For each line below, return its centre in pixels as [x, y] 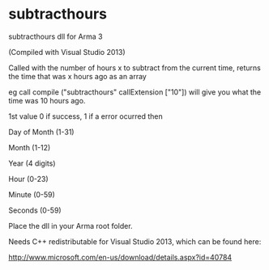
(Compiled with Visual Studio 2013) [67, 52]
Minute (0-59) [32, 194]
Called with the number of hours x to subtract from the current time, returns [134, 67]
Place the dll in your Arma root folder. [70, 226]
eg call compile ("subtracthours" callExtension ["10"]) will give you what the [135, 92]
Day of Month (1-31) [41, 132]
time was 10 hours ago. [47, 100]
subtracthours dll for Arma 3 [56, 36]
